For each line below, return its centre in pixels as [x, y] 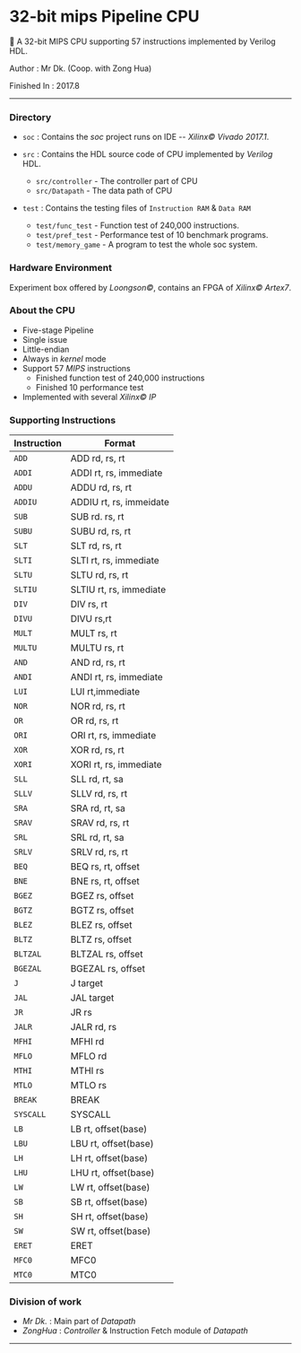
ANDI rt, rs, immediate [116, 677]
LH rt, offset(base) [109, 1158]
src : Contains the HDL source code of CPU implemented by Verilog [147, 154]
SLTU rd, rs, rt [99, 575]
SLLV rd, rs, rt [99, 794]
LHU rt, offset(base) [112, 1173]
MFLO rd [89, 1056]
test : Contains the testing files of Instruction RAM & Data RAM [136, 208]
